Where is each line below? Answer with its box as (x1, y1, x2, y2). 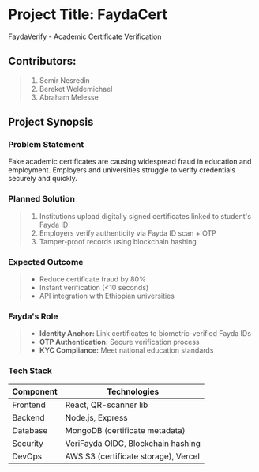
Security (12, 437, 43, 448)
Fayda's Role (8, 311, 58, 322)
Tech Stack (8, 365, 53, 376)
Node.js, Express (65, 412, 128, 423)
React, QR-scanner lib (65, 399, 148, 410)
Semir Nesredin (39, 75, 91, 85)
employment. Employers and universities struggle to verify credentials (8, 165, 235, 175)
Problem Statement (8, 139, 84, 150)
